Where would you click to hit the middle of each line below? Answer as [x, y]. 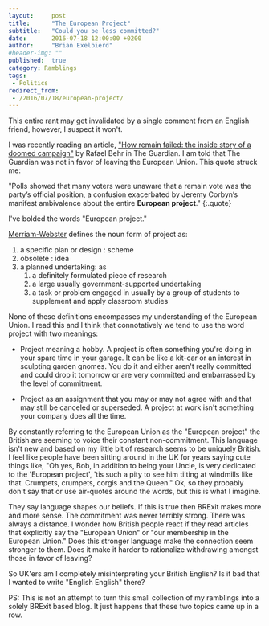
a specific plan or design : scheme [77, 250]
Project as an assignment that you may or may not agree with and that [136, 399]
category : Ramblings [43, 68]
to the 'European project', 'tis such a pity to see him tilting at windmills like [130, 474]
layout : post [37, 16]
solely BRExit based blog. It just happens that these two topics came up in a [134, 607]
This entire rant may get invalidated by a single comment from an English [129, 121]
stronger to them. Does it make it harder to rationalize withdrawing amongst [133, 550]
